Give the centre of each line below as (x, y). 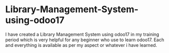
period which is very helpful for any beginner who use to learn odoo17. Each (85, 40)
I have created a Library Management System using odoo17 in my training (82, 34)
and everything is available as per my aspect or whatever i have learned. (81, 45)
